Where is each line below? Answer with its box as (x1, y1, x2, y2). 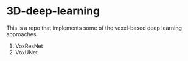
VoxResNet (15, 42, 44, 50)
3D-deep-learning (6, 4, 100, 18)
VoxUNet (15, 48, 38, 56)
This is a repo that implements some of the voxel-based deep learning (6, 24, 183, 31)
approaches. (6, 30, 38, 37)
